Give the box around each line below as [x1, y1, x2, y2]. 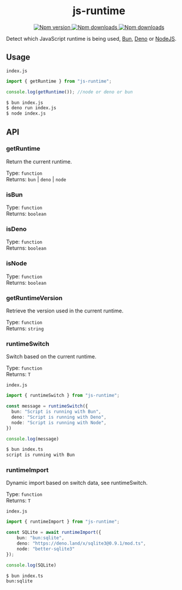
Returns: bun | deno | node [6, 175, 67, 182]
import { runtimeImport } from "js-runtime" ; [6, 519, 120, 525]
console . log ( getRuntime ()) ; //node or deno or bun [6, 89, 133, 95]
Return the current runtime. [6, 158, 72, 165]
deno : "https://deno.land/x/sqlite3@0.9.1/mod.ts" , [16, 540, 146, 547]
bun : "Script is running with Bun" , [11, 409, 101, 415]
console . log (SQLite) [6, 562, 57, 568]
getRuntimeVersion [6, 294, 63, 302]
